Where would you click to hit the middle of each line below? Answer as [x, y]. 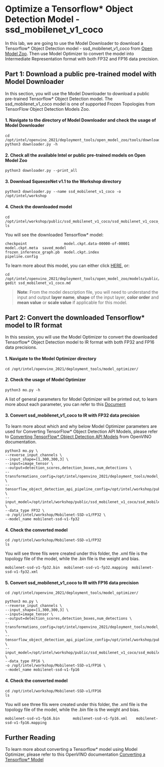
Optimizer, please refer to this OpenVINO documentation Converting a [75, 754]
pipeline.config [21, 256]
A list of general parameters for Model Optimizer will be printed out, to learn [81, 399]
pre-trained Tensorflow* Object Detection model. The [59, 99]
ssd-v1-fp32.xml [21, 572]
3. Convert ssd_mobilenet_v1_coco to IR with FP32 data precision [72, 415]
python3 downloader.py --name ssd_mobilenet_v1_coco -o [63, 192]
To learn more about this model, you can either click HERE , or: [67, 265]
